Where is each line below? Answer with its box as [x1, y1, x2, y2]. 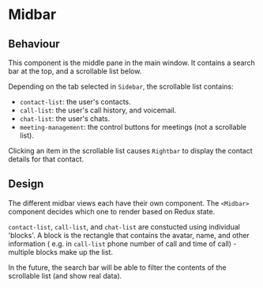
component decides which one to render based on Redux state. [8, 207, 216, 216]
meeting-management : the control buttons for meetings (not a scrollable [19, 123, 247, 131]
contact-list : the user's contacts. [19, 97, 132, 106]
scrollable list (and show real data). [8, 271, 122, 280]
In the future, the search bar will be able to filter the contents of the [8, 263, 227, 272]
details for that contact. [8, 154, 85, 164]
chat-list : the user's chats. [19, 114, 111, 123]
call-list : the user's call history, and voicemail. [19, 105, 177, 115]
